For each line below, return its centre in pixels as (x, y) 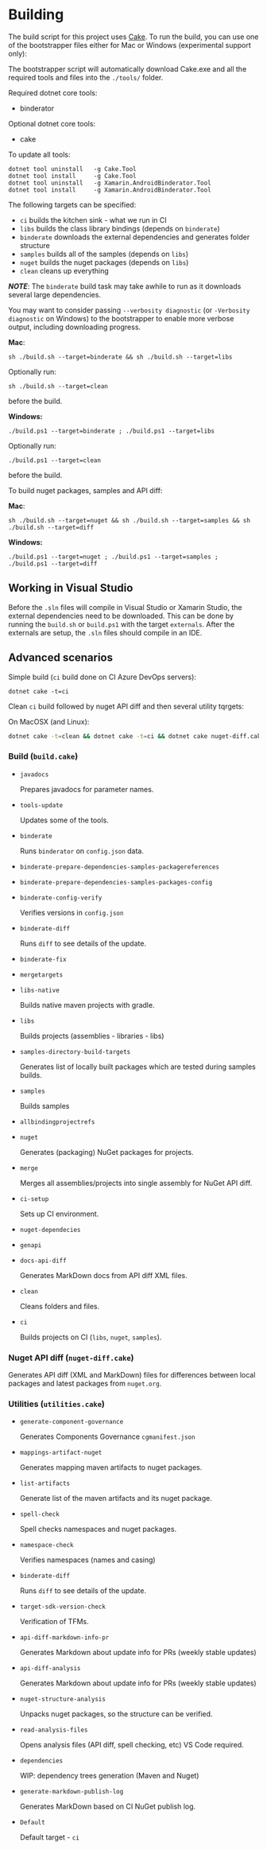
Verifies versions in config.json (72, 912)
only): (18, 53)
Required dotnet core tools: (53, 92)
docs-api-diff (43, 1261)
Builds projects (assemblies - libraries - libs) (92, 1036)
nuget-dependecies (50, 1230)
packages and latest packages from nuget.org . (85, 1384)
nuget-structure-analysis (62, 1700)
